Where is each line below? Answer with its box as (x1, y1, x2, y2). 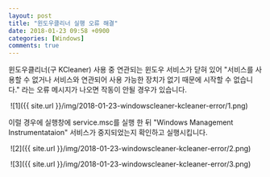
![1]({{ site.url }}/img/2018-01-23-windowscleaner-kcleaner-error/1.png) (10, 101, 248, 111)
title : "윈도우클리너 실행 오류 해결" (8, 19, 118, 27)
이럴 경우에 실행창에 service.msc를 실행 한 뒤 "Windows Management (8, 117, 234, 127)
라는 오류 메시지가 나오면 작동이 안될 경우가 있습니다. (21, 85, 188, 95)
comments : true (8, 42, 60, 50)
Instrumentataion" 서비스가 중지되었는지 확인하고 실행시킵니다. (8, 128, 208, 138)
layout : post (8, 11, 52, 20)
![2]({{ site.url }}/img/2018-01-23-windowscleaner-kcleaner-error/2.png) (10, 144, 251, 154)
